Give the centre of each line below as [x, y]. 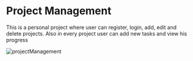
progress [17, 40]
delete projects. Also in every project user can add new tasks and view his [97, 33]
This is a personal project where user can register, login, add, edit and [91, 27]
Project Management [59, 11]
